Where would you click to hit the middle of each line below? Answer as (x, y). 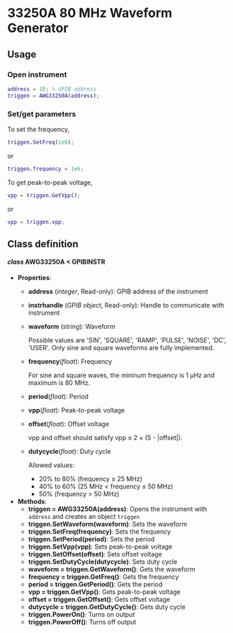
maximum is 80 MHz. (59, 383)
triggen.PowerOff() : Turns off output (82, 622)
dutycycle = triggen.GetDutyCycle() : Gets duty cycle (107, 607)
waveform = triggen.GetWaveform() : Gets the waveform (112, 569)
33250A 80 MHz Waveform (90, 13)
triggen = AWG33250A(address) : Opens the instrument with (118, 509)
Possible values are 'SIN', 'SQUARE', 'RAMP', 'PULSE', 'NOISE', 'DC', (127, 340)
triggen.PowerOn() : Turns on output (81, 615)
